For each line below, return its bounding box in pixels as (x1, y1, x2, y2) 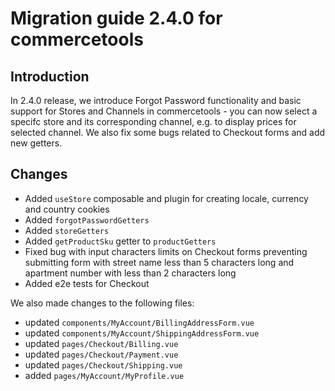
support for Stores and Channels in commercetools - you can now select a (10, 105, 318, 117)
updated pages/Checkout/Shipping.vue (24, 358, 183, 371)
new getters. (10, 137, 63, 149)
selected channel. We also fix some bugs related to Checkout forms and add (10, 127, 326, 138)
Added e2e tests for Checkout (24, 277, 150, 289)
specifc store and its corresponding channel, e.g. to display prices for (10, 116, 297, 127)
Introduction (10, 68, 90, 85)
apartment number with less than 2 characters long (24, 267, 237, 279)
